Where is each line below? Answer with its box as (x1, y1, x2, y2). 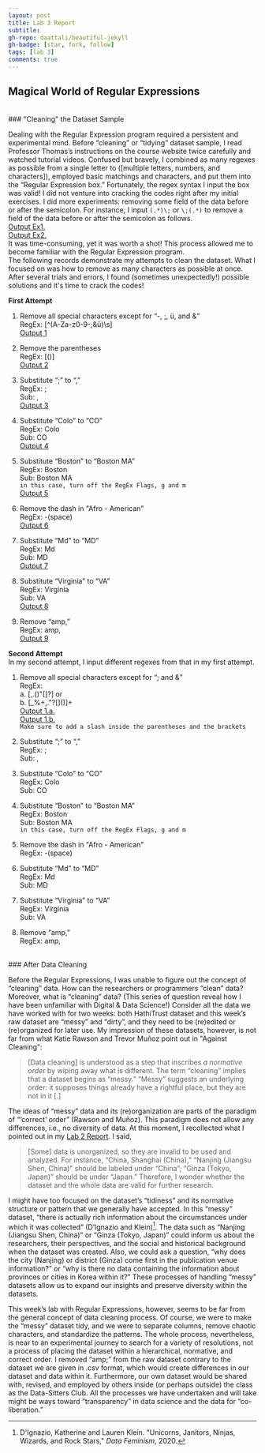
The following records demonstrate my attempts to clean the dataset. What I (8, 255, 256, 265)
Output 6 (19, 520, 49, 530)
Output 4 (19, 441, 49, 450)
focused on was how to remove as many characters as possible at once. (8, 264, 243, 273)
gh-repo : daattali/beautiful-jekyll (8, 33, 129, 42)
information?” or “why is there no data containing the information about (8, 1264, 240, 1274)
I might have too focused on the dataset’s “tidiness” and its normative (8, 1196, 234, 1205)
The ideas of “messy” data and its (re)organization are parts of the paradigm (8, 1106, 257, 1116)
